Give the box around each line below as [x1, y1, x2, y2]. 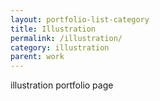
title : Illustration [10, 24, 97, 34]
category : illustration [10, 42, 110, 53]
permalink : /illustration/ [10, 33, 123, 43]
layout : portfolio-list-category [10, 14, 150, 25]
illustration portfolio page [10, 79, 114, 91]
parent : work [10, 52, 65, 62]
